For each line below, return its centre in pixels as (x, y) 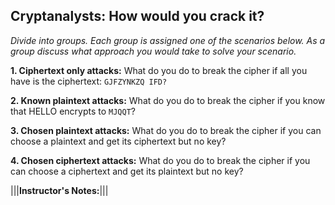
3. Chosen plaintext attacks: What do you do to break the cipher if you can (166, 130)
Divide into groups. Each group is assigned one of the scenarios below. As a (168, 40)
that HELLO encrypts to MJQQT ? (73, 111)
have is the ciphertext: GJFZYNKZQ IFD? (89, 81)
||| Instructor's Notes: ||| (59, 190)
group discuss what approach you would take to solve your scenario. (153, 51)
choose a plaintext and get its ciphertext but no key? (118, 141)
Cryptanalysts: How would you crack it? (137, 16)
